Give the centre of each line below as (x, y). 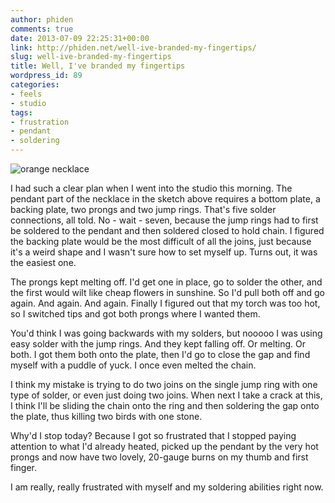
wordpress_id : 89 (46, 76)
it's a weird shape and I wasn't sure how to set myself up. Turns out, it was (164, 252)
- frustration (40, 122)
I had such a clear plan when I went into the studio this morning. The (151, 188)
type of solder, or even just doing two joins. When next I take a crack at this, (166, 395)
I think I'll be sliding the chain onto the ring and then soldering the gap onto (165, 405)
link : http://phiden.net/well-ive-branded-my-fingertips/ (133, 47)
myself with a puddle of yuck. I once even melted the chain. (133, 365)
